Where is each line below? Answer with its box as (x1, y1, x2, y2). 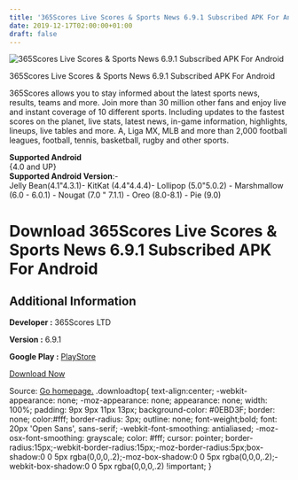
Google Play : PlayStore (9, 352, 96, 362)
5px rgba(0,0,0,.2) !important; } (98, 461, 212, 472)
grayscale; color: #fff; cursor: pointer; (86, 433, 223, 444)
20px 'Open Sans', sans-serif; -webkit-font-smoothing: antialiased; (9, 423, 255, 434)
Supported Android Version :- (9, 171, 119, 182)
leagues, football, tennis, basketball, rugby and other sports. (9, 135, 229, 146)
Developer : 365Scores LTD (9, 317, 112, 328)
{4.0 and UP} (9, 161, 57, 173)
